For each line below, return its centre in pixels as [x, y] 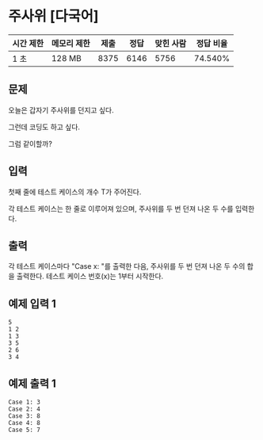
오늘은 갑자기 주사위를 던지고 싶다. [61, 110]
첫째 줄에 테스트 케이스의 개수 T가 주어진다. [75, 192]
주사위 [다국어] [53, 16]
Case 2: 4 [25, 409]
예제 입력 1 [32, 303]
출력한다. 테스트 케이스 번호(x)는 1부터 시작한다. [90, 276]
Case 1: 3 [25, 402]
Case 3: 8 [25, 416]
